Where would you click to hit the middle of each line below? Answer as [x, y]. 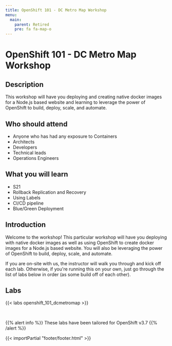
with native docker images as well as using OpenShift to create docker [80, 243]
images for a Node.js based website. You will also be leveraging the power [84, 248]
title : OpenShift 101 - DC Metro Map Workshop [56, 10]
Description [24, 85]
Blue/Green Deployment [38, 208]
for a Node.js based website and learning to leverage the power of [75, 102]
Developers [25, 147]
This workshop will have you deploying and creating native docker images [84, 97]
